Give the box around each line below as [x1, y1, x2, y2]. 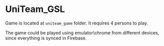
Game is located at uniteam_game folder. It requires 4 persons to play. [5, 20, 148, 26]
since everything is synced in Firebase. [5, 35, 87, 41]
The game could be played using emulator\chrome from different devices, [5, 29, 159, 35]
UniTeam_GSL [5, 3, 65, 15]
